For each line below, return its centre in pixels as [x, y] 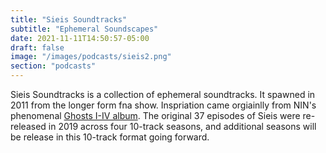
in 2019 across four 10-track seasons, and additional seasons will [182, 126]
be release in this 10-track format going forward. [110, 137]
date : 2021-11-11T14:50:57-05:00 [80, 38]
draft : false [37, 47]
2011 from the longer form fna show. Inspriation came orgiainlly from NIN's [163, 105]
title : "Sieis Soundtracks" [69, 19]
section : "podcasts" [53, 66]
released [28, 126]
